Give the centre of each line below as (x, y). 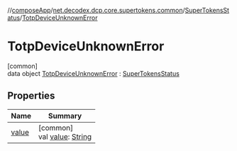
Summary (65, 116)
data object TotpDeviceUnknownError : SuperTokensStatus (93, 73)
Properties (31, 96)
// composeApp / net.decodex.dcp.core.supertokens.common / (97, 10)
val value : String (65, 136)
